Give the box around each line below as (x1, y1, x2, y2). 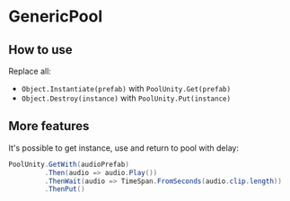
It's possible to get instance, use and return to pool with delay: (8, 142, 240, 153)
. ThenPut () (44, 185, 86, 194)
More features (8, 118, 90, 134)
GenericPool (8, 6, 103, 27)
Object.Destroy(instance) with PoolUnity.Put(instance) (21, 92, 231, 103)
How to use (8, 42, 73, 57)
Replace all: (8, 66, 51, 76)
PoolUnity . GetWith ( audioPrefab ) (8, 160, 129, 169)
